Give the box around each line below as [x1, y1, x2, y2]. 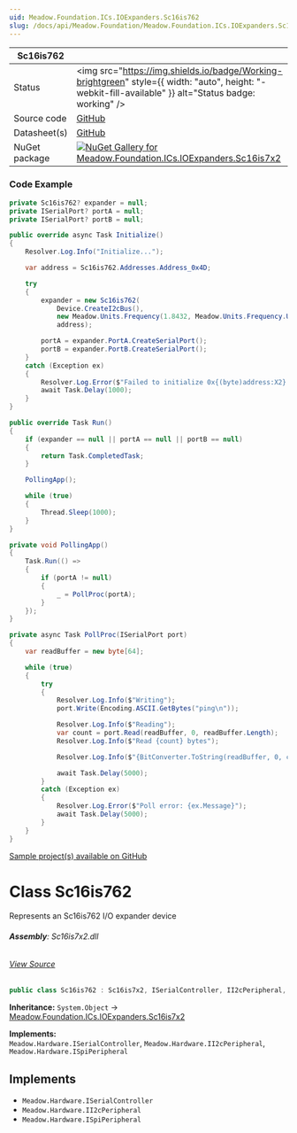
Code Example [9, 178, 73, 190]
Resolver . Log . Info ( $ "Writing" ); [56, 696, 176, 705]
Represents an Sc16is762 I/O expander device [9, 911, 177, 921]
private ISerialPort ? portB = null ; [9, 214, 144, 224]
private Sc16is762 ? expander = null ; [9, 198, 148, 207]
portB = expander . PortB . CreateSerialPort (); [41, 345, 208, 354]
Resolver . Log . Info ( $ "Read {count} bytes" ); [56, 736, 219, 745]
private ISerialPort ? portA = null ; [9, 206, 144, 215]
